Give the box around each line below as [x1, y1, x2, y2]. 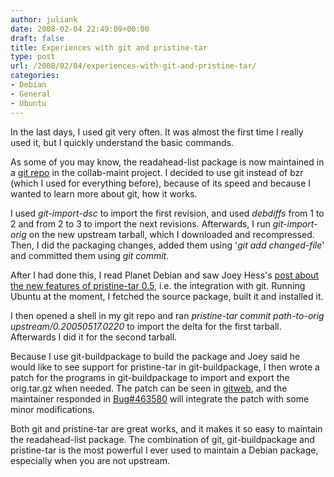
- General [10, 89, 52, 99]
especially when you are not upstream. [10, 454, 171, 466]
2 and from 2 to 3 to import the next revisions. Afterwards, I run [10, 217, 271, 230]
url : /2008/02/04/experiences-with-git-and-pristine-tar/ [10, 61, 257, 71]
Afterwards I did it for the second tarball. [10, 331, 178, 343]
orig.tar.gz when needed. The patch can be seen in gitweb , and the [10, 382, 288, 394]
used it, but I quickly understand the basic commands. [10, 136, 235, 148]
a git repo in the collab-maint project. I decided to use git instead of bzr [10, 166, 304, 178]
